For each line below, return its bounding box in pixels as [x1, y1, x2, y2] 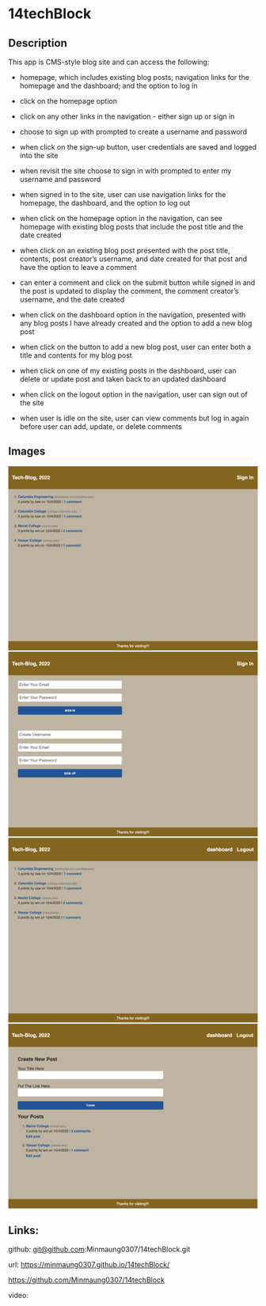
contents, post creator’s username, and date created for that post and [19, 254, 248, 264]
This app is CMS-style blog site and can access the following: [8, 57, 210, 66]
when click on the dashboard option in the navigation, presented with [19, 310, 246, 319]
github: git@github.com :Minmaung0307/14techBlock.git [8, 1244, 191, 1255]
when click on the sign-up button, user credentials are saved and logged [19, 142, 257, 151]
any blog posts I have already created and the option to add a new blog [19, 318, 253, 328]
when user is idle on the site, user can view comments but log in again [19, 413, 249, 423]
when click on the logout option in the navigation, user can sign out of [19, 389, 248, 399]
